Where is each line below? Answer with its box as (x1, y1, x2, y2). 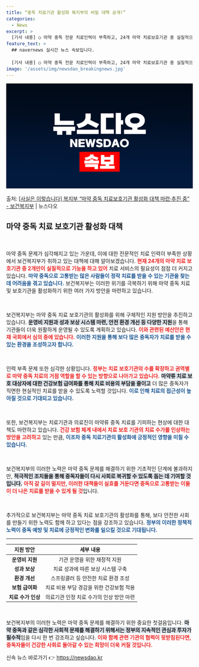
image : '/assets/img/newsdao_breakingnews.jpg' (6, 66, 126, 72)
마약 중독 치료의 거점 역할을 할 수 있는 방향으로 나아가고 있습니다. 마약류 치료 (12, 372, 187, 379)
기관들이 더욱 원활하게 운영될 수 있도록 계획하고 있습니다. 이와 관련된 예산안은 (6, 326, 185, 333)
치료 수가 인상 (8, 593, 40, 601)
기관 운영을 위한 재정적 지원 (58, 555, 122, 563)
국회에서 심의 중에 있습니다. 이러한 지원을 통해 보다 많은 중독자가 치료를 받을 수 (12, 333, 191, 341)
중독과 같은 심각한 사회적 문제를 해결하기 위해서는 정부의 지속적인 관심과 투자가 (12, 627, 192, 634)
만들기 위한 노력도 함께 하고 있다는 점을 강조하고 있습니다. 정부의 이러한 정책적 (12, 519, 192, 526)
